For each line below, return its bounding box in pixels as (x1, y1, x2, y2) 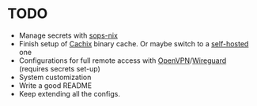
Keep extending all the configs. (18, 89, 120, 98)
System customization (18, 72, 92, 82)
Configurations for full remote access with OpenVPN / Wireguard (18, 56, 227, 65)
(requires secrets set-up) (18, 64, 100, 73)
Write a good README (18, 80, 93, 90)
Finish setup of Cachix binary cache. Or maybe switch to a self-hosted (18, 38, 249, 48)
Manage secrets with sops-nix (18, 31, 118, 40)
